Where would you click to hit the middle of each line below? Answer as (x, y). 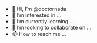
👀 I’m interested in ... (36, 15)
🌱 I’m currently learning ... (43, 21)
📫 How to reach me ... (39, 34)
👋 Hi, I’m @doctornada (39, 9)
